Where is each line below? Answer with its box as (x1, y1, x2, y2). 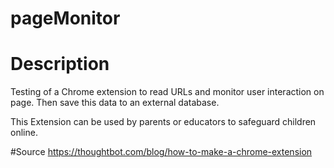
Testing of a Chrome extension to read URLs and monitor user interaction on (10, 86, 325, 98)
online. (10, 127, 38, 139)
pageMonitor (10, 7, 121, 30)
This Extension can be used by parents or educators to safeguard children (10, 116, 317, 128)
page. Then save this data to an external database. (10, 97, 220, 109)
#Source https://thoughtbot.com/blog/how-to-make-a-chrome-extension (10, 146, 313, 158)
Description (10, 53, 110, 76)
